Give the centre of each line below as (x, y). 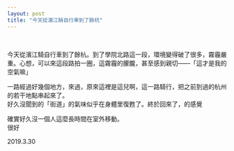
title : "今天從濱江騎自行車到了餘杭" (55, 20)
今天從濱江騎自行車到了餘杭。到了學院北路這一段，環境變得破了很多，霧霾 (114, 54)
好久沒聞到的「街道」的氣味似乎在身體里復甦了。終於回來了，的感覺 (105, 104)
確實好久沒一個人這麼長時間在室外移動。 (65, 118)
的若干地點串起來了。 (38, 95)
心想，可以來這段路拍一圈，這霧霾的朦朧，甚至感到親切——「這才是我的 (123, 63)
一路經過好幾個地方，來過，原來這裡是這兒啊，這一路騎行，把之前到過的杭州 (117, 86)
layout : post (26, 14)
